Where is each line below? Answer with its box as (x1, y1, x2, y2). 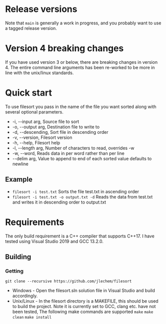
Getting (5, 267, 24, 274)
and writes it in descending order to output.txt (12, 199, 107, 205)
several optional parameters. (5, 108, 63, 115)
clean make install (12, 315, 52, 320)
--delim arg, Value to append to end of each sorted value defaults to (12, 155, 152, 161)
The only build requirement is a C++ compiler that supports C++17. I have (5, 233, 155, 239)
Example (5, 175, 33, 184)
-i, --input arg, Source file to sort (12, 118, 79, 124)
